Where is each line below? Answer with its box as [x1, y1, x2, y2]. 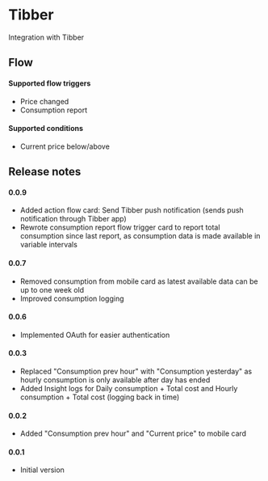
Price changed [19, 96, 69, 106]
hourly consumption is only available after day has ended [19, 374, 211, 385]
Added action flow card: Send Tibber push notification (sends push [19, 205, 244, 215]
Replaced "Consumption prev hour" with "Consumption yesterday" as [19, 366, 253, 376]
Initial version [19, 465, 65, 475]
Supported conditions [8, 124, 83, 133]
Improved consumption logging [19, 293, 124, 303]
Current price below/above [19, 141, 111, 151]
